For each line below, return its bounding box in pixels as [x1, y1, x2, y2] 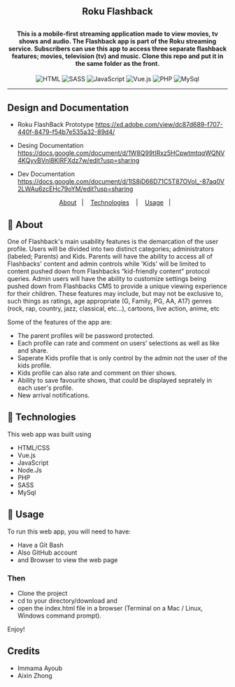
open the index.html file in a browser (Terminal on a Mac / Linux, [17, 604, 203, 612]
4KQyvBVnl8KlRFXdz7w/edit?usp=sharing [17, 156, 140, 165]
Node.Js [17, 465, 42, 474]
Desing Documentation [17, 142, 84, 150]
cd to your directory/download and [17, 596, 117, 605]
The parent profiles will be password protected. [17, 332, 155, 340]
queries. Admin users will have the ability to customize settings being [7, 275, 207, 283]
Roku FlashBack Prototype [17, 121, 94, 129]
